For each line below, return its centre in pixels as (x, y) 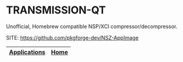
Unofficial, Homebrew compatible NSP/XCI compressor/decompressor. (92, 26)
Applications (27, 52)
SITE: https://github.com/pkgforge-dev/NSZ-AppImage (72, 37)
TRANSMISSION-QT (56, 10)
